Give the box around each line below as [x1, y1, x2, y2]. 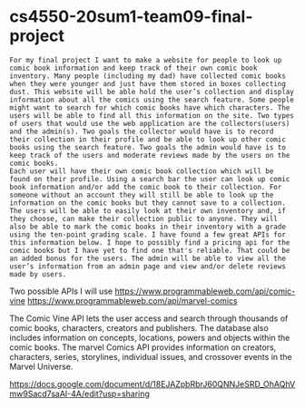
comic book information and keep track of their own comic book [9, 63, 258, 73]
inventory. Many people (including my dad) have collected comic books [9, 71, 286, 81]
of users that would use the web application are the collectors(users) [9, 119, 290, 128]
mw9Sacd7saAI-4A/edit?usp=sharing [9, 388, 150, 399]
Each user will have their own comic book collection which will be [9, 166, 274, 176]
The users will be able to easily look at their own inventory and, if [9, 206, 286, 215]
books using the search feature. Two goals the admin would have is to [9, 142, 286, 151]
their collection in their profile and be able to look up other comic [9, 134, 286, 144]
